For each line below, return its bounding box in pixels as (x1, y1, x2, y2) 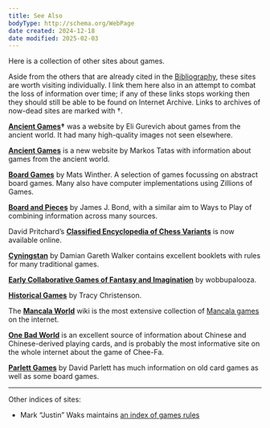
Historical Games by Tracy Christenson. (8, 290, 142, 300)
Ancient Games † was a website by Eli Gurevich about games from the (8, 121, 241, 131)
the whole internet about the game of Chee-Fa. (8, 348, 165, 357)
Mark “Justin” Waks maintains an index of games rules (19, 410, 200, 420)
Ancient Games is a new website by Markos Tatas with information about (8, 146, 252, 155)
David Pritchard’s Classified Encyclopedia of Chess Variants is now (8, 227, 235, 237)
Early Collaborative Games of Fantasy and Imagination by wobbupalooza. (8, 275, 257, 285)
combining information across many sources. (8, 211, 158, 221)
